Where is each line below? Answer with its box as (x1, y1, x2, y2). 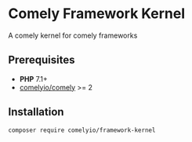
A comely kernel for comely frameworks (8, 31, 138, 40)
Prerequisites (8, 53, 75, 67)
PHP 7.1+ (19, 74, 49, 83)
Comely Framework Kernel (8, 5, 186, 23)
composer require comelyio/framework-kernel (8, 126, 156, 134)
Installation (8, 105, 64, 118)
